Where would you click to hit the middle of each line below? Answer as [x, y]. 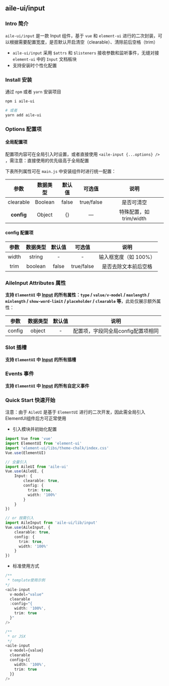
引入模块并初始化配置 [34, 429]
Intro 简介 [17, 24]
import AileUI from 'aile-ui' [37, 467]
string [36, 256]
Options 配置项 [23, 129]
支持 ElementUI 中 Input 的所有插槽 [41, 359]
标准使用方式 [26, 566]
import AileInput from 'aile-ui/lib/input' [52, 523]
